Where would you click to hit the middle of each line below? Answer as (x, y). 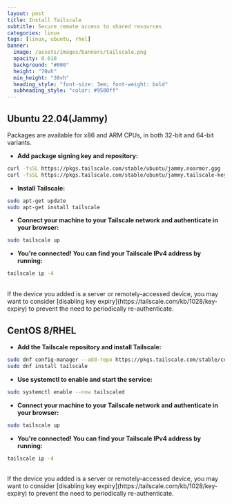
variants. (20, 142)
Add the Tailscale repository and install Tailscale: (89, 347)
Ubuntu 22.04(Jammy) (58, 118)
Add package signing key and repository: (77, 155)
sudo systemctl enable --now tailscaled (66, 392)
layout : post (26, 13)
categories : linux (33, 33)
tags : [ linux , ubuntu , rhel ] (49, 39)
